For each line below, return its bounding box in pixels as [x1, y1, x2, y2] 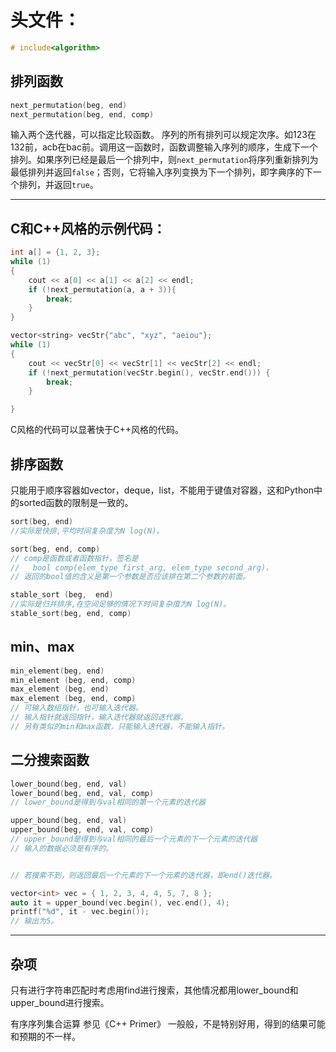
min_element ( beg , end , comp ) [10, 675, 137, 685]
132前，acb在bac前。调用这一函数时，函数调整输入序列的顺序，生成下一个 [10, 141, 318, 153]
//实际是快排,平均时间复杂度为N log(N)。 [10, 526, 165, 536]
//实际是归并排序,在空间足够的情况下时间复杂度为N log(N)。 [10, 599, 232, 610]
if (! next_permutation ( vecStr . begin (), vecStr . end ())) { [28, 367, 271, 378]
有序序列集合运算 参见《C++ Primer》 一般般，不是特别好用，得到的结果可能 [10, 1017, 326, 1030]
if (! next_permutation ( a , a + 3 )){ [28, 284, 177, 295]
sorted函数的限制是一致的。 [18, 497, 134, 508]
